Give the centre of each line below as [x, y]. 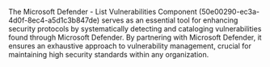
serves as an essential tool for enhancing [170, 20]
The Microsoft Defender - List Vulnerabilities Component [103, 12]
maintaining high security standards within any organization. [109, 54]
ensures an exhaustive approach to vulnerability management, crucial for [130, 46]
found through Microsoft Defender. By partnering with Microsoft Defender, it [135, 37]
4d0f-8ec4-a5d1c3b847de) [54, 20]
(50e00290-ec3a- [230, 12]
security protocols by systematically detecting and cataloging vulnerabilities [135, 29]
